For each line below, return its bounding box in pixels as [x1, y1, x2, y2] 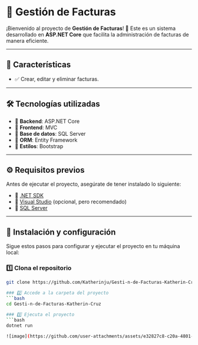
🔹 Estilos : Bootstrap [14, 142, 64, 149]
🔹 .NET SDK [14, 192, 44, 199]
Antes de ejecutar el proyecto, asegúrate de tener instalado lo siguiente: [6, 180, 181, 187]
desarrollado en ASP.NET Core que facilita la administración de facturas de [6, 31, 189, 38]
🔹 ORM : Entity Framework [14, 136, 78, 143]
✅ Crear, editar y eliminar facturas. [14, 75, 99, 82]
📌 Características [6, 60, 71, 70]
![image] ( [6, 333, 31, 339]
